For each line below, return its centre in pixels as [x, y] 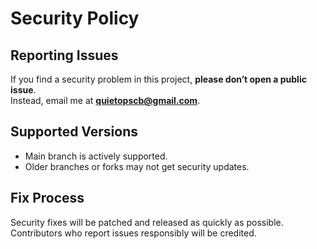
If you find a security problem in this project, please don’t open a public [158, 79]
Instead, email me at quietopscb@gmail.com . [105, 100]
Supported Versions [74, 132]
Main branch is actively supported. [96, 156]
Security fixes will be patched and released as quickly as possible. [147, 222]
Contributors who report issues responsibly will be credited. [133, 233]
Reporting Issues [64, 55]
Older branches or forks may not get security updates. [137, 166]
